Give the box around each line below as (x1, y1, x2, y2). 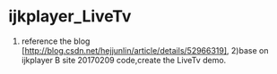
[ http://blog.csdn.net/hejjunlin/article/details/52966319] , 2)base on (21, 45, 269, 55)
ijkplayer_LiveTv (8, 6, 132, 27)
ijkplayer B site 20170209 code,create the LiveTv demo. (21, 54, 227, 65)
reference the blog (21, 36, 91, 46)
